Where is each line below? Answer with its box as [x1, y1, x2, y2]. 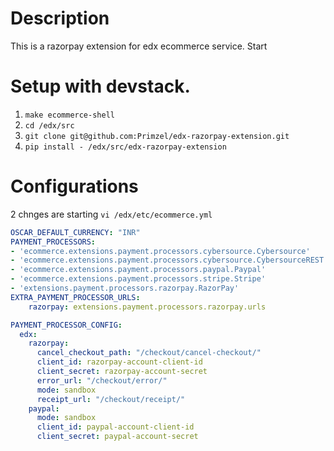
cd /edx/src [24, 120, 75, 131]
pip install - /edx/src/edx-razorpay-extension [24, 142, 227, 152]
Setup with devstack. [10, 75, 191, 98]
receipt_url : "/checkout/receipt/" [36, 394, 186, 404]
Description [10, 7, 110, 30]
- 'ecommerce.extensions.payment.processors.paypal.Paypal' [10, 265, 267, 275]
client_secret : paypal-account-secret [36, 432, 199, 442]
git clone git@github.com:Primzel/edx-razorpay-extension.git [24, 131, 290, 141]
